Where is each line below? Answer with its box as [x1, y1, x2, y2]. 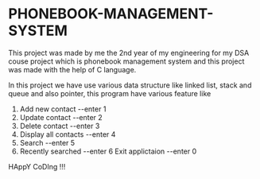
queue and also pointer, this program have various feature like [8, 88, 211, 98]
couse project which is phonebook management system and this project [8, 56, 245, 66]
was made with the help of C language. [8, 64, 137, 74]
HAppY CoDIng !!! [8, 161, 66, 171]
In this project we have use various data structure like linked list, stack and [8, 80, 252, 90]
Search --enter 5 [19, 138, 76, 147]
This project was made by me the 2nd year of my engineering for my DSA [8, 48, 250, 57]
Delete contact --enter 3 [19, 121, 100, 130]
